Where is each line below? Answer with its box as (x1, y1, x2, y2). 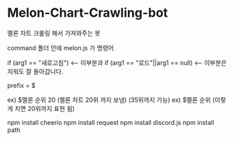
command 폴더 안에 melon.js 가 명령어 (7, 43, 114, 52)
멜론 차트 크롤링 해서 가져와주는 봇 (7, 29, 101, 37)
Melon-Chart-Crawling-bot (7, 5, 168, 21)
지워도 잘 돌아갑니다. (7, 67, 64, 75)
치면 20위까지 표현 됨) (14, 104, 75, 112)
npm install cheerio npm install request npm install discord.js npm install (7, 118, 214, 126)
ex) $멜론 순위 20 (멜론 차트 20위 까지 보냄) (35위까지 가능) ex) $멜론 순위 (7, 96, 211, 104)
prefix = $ (7, 81, 36, 89)
